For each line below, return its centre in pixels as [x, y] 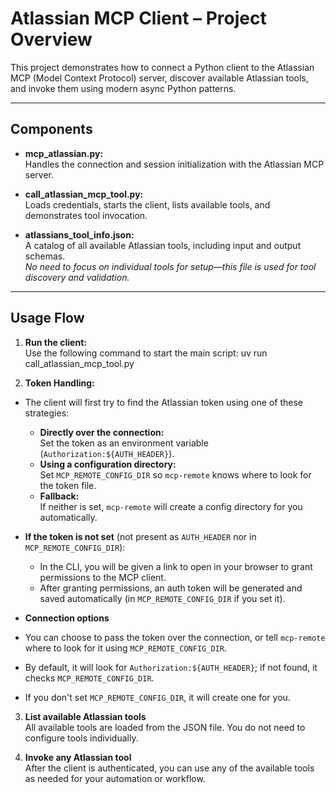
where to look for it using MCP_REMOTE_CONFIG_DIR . [125, 648]
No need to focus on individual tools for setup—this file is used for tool [170, 266]
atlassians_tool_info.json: [79, 234]
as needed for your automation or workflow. [115, 778]
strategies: [47, 413]
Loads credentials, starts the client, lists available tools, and [147, 204]
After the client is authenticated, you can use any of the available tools [169, 768]
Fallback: [59, 496]
